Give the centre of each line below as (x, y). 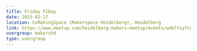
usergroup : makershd (31, 33)
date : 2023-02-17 (27, 17)
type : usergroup (26, 39)
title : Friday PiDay (31, 11)
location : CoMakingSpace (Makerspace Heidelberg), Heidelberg (84, 22)
